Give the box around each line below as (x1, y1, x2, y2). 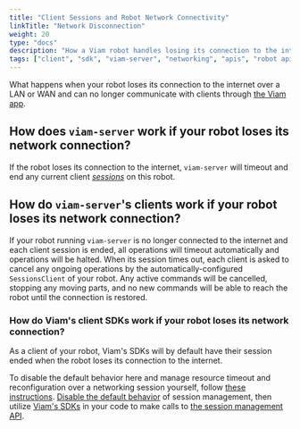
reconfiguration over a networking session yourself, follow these (9, 382, 246, 392)
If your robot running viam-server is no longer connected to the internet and (9, 234, 288, 246)
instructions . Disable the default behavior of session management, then (9, 391, 272, 402)
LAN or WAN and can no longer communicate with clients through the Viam (9, 88, 287, 99)
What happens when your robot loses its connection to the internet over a (9, 80, 280, 89)
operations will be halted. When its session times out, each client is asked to (9, 254, 290, 265)
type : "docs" (9, 38, 58, 47)
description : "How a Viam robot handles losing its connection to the (9, 46, 278, 55)
